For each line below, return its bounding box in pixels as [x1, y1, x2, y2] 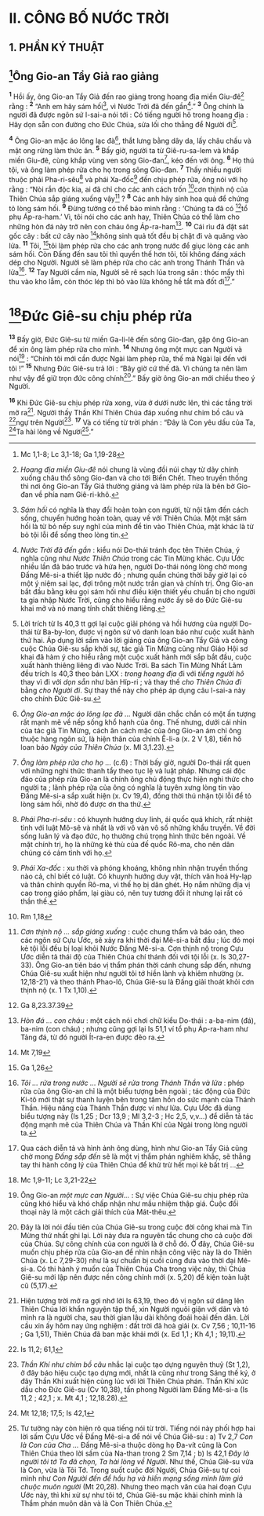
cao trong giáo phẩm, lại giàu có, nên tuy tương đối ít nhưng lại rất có [20, 889, 244, 898]
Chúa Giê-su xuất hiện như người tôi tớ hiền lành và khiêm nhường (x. [20, 969, 244, 978]
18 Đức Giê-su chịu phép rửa [9, 305, 193, 325]
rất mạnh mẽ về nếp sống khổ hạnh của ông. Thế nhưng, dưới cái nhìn [20, 718, 248, 727]
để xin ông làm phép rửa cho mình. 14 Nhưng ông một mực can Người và [9, 343, 242, 354]
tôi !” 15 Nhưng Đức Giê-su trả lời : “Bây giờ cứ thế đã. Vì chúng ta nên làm [9, 363, 248, 373]
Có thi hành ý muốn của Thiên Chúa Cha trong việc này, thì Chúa [36, 1264, 246, 1273]
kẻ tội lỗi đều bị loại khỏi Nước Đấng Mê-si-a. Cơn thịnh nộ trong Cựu [20, 944, 244, 953]
